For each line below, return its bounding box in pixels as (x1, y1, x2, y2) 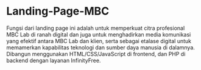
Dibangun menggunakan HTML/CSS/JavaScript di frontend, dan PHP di (6, 50, 186, 57)
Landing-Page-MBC (6, 4, 110, 18)
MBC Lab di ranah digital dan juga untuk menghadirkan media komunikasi (6, 30, 191, 38)
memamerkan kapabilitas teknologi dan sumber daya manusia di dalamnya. (6, 44, 195, 51)
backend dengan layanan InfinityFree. (6, 57, 101, 64)
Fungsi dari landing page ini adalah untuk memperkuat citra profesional (6, 24, 185, 32)
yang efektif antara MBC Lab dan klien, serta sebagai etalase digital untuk (6, 37, 192, 44)
